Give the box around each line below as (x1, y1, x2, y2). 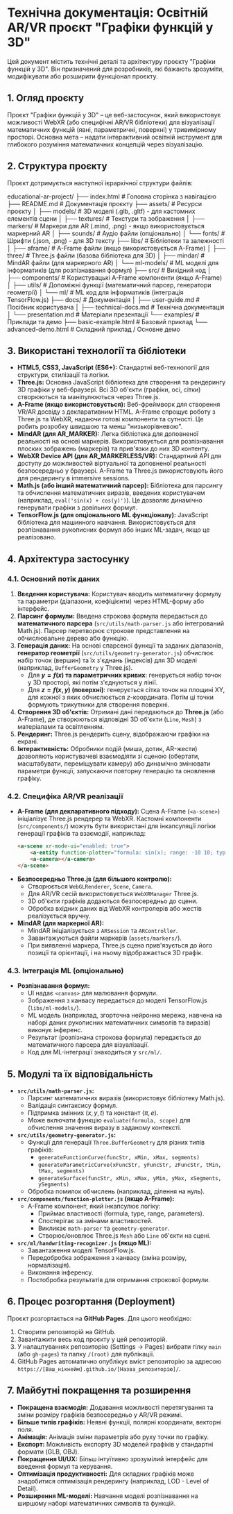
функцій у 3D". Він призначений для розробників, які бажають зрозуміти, (7, 65, 224, 73)
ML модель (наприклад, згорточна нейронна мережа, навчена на (27, 1011, 223, 1020)
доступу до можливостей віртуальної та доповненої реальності (17, 460, 207, 468)
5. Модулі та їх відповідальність (7, 1068, 153, 1080)
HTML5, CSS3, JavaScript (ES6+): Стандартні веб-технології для (17, 363, 209, 372)
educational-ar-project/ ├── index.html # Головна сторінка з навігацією (7, 192, 217, 201)
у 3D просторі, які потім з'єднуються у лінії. (27, 678, 158, 687)
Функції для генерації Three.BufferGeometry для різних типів (27, 1138, 205, 1146)
